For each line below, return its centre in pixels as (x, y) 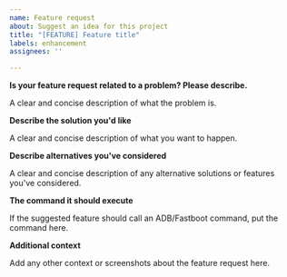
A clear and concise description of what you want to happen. (124, 138)
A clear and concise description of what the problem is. (113, 103)
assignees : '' (36, 52)
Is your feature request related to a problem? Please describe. (129, 85)
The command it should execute (71, 201)
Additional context (45, 245)
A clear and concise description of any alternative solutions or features (142, 173)
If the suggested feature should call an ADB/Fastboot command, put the (144, 218)
